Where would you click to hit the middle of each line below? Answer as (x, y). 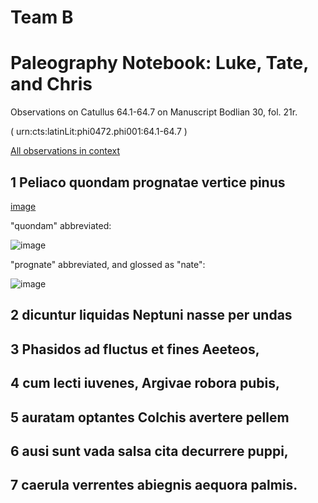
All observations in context (65, 151)
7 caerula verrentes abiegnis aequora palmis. (154, 485)
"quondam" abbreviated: (61, 225)
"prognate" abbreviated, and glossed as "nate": (108, 264)
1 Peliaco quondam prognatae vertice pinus (148, 182)
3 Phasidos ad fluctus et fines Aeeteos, (135, 349)
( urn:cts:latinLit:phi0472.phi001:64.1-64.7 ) (99, 132)
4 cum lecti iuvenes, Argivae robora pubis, (145, 383)
